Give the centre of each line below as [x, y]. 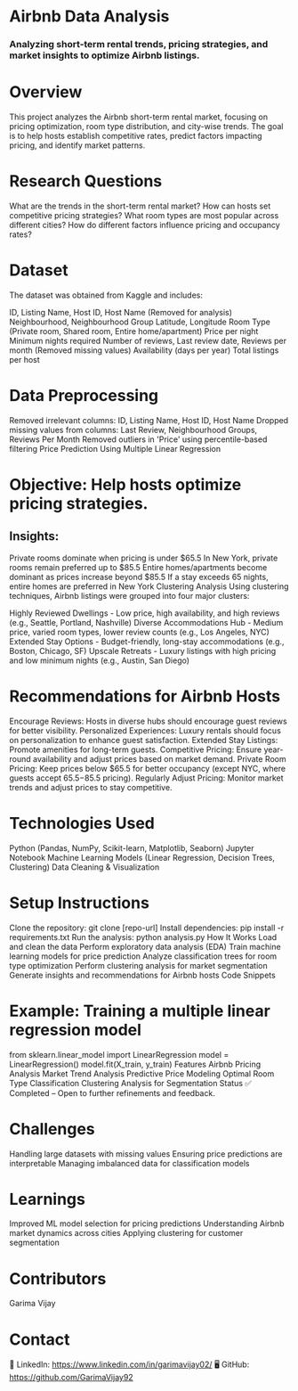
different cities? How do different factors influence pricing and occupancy [145, 225]
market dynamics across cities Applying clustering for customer [126, 1233]
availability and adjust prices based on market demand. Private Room [159, 758]
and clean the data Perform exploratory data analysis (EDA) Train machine [145, 946]
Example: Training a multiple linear [140, 1011]
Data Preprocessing [84, 396]
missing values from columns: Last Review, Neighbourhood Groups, [133, 430]
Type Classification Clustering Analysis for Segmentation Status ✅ [130, 1083]
